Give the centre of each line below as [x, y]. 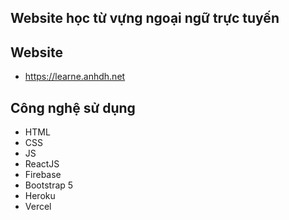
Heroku [40, 196]
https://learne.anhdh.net [75, 77]
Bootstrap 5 [49, 185]
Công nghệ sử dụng [73, 107]
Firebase [43, 175]
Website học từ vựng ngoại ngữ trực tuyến [145, 18]
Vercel [38, 207]
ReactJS [42, 164]
